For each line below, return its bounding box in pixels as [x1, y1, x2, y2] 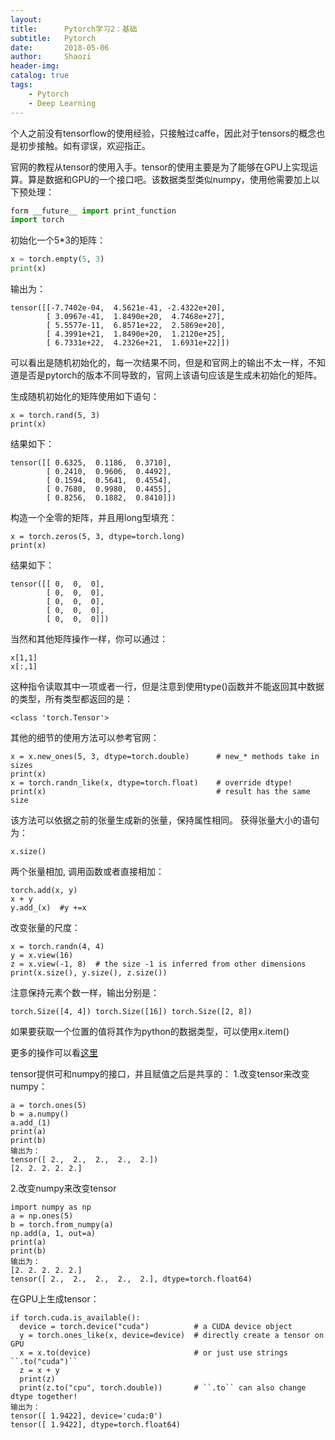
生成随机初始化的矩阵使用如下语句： [10, 391, 160, 402]
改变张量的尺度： [10, 922, 81, 933]
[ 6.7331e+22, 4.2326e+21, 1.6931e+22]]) [46, 338, 230, 348]
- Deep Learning [28, 98, 97, 108]
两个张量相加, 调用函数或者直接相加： [10, 866, 165, 877]
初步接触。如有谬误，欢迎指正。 [18, 139, 151, 151]
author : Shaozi [10, 52, 92, 62]
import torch [10, 215, 65, 225]
